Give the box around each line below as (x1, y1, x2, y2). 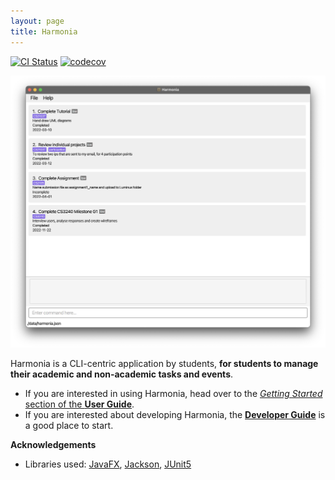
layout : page (10, 16, 65, 26)
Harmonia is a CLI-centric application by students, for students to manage (10, 358, 319, 370)
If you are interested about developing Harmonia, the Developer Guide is (24, 409, 326, 421)
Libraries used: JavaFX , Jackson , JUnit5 (24, 458, 192, 470)
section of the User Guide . (24, 398, 135, 410)
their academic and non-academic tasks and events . (10, 368, 234, 380)
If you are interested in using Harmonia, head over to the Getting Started (24, 388, 323, 400)
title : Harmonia (10, 26, 78, 37)
